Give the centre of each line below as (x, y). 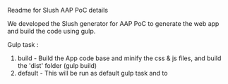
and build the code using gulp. (52, 31)
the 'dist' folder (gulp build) (57, 65)
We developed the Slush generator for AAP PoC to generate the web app (113, 23)
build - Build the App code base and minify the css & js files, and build (119, 58)
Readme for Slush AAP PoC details (58, 10)
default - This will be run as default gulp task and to (92, 73)
